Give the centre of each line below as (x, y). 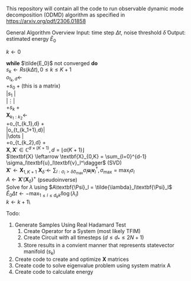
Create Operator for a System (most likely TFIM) (82, 231)
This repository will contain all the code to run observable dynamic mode (95, 9)
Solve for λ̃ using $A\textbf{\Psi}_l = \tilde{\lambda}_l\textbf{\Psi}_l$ (89, 187)
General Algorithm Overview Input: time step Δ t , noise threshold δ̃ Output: (96, 33)
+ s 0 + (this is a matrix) (33, 86)
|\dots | (15, 136)
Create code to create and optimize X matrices (72, 259)
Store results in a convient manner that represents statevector (99, 246)
